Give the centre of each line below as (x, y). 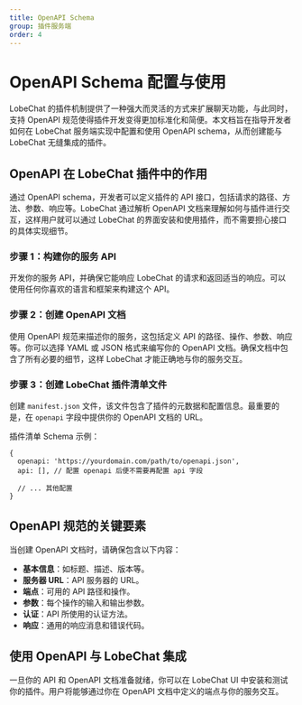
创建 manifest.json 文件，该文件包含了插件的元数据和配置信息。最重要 (141, 406)
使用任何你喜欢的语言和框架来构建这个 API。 (92, 289)
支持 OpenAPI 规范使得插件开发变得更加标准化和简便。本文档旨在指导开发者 (150, 120)
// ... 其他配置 (46, 488)
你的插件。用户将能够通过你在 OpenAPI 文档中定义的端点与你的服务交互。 (146, 691)
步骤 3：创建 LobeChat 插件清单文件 (88, 385)
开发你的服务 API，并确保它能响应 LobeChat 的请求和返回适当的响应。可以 (148, 278)
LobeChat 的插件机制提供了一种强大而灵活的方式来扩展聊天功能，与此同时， (151, 108)
